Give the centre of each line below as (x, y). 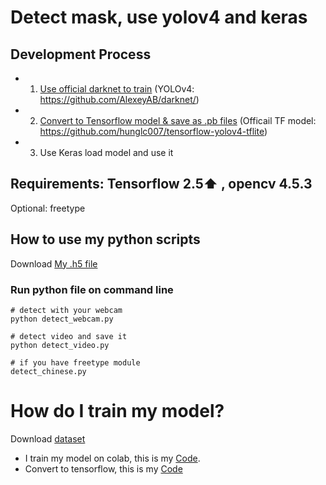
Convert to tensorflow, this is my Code (103, 468)
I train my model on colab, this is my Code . (112, 458)
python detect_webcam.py (62, 319)
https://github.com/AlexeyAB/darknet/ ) (119, 99)
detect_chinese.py (48, 371)
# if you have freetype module (75, 362)
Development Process (81, 54)
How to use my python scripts (105, 239)
